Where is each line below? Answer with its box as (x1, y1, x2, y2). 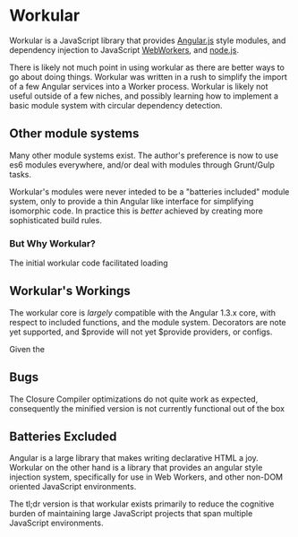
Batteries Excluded (9, 429, 117, 445)
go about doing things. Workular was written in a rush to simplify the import (9, 71, 288, 82)
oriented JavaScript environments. (9, 481, 137, 492)
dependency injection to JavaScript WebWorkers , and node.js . (9, 44, 240, 55)
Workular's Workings (9, 283, 132, 299)
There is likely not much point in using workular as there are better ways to (9, 62, 285, 73)
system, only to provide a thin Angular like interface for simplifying (9, 195, 254, 206)
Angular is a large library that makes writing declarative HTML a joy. (9, 453, 260, 463)
